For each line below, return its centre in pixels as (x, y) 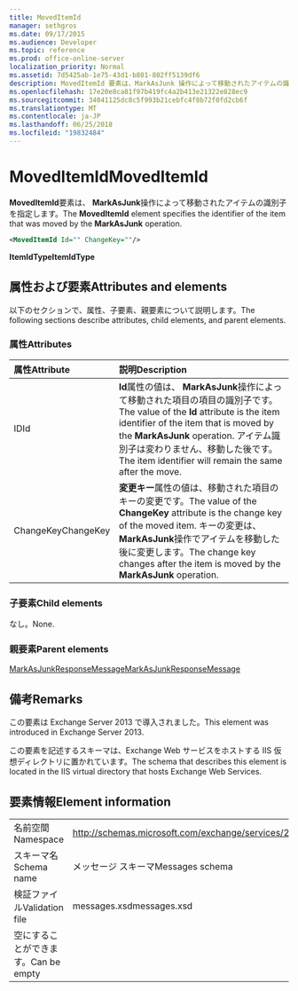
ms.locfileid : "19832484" (57, 133)
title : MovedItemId (45, 17)
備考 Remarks (46, 699)
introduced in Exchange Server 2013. (77, 732)
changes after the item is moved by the (200, 563)
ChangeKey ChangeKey (62, 531)
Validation (43, 908)
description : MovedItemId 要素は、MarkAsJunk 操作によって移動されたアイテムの (146, 83)
